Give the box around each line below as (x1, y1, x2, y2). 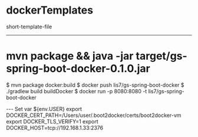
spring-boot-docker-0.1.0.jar (6, 62, 150, 76)
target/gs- (136, 50, 187, 63)
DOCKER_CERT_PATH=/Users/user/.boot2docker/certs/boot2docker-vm (6, 112, 181, 119)
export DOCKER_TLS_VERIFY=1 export (6, 118, 98, 125)
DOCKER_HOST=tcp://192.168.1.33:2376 (6, 124, 104, 131)
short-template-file (6, 23, 52, 30)
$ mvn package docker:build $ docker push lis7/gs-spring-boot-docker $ (6, 81, 184, 89)
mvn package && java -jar (6, 50, 134, 63)
